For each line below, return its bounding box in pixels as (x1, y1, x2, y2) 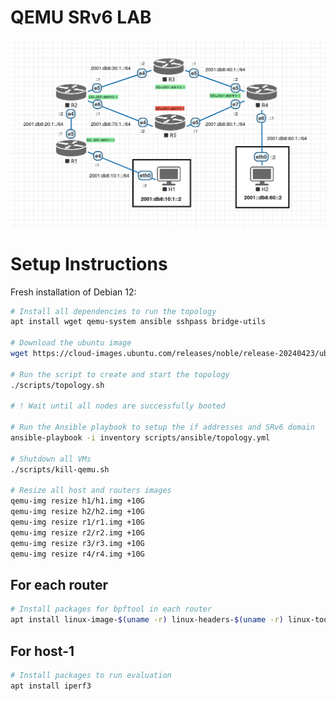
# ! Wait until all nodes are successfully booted (10, 401, 226, 411)
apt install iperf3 (10, 681, 92, 691)
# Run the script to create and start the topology (10, 369, 230, 380)
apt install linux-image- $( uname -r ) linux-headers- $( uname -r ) (10, 615, 284, 625)
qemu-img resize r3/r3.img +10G (10, 538, 145, 548)
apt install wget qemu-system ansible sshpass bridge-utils (10, 317, 267, 327)
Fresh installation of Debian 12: (10, 286, 137, 298)
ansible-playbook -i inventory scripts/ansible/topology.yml (10, 433, 271, 443)
